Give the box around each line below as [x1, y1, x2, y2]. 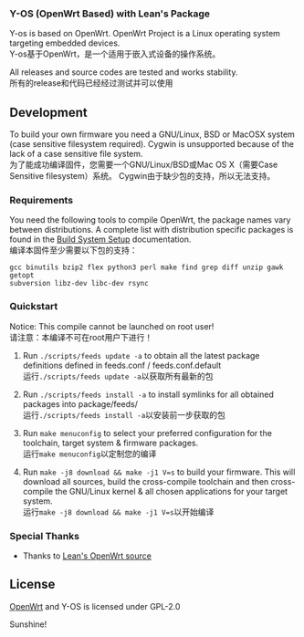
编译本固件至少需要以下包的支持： [9, 245, 138, 256]
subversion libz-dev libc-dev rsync [9, 279, 149, 288]
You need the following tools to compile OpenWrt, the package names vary [9, 214, 291, 225]
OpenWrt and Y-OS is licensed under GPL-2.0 [9, 600, 181, 611]
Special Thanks [9, 529, 80, 542]
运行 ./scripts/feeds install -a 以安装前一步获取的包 [22, 409, 225, 420]
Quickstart [9, 300, 58, 313]
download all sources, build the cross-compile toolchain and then [22, 475, 269, 486]
